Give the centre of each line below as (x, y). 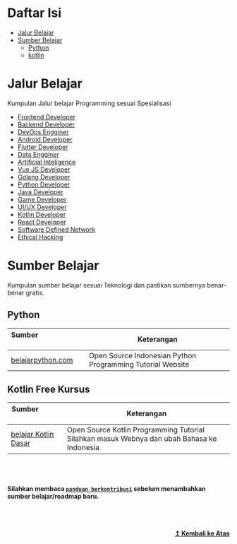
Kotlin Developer (42, 214)
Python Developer (44, 184)
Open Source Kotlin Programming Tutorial (135, 430)
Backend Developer (46, 124)
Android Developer (45, 139)
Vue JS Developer (44, 169)
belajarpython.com (42, 360)
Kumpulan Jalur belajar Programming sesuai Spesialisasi (89, 103)
